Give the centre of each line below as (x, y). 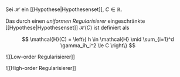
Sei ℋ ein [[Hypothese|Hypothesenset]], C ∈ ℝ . (64, 9)
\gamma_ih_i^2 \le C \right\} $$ (98, 45)
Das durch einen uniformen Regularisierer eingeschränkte (75, 21)
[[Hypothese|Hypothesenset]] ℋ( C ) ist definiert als (67, 27)
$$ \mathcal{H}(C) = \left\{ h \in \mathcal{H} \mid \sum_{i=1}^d (98, 39)
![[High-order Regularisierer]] (41, 68)
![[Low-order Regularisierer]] (40, 57)
